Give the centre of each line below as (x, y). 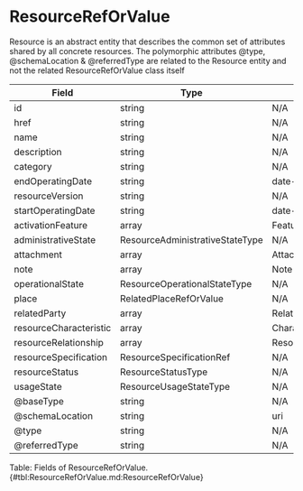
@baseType (39, 401)
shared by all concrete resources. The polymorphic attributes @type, (138, 51)
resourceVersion (49, 196)
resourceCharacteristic (63, 328)
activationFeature (51, 225)
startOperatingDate (55, 210)
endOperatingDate (53, 181)
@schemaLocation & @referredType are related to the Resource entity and (148, 60)
